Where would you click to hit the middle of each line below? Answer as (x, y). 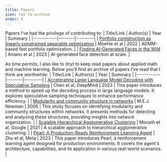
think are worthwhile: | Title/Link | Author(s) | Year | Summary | (70, 75)
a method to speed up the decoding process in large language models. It (80, 91)
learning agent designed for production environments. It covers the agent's (82, 144)
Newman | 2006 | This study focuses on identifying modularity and (74, 106)
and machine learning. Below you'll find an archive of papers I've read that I (83, 69)
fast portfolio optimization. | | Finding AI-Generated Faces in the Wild (90, 49)
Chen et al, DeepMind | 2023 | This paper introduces (107, 85)
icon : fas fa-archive (28, 14)
